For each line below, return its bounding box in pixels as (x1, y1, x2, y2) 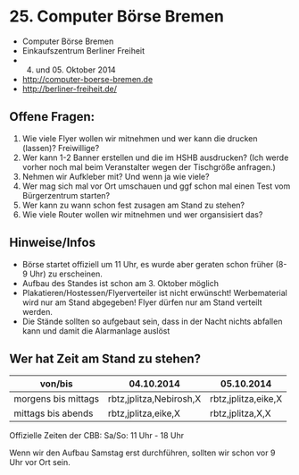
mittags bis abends (13, 407, 94, 420)
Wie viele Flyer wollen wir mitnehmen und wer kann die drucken (21, 132, 258, 144)
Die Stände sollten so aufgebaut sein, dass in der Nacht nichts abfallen (21, 316, 283, 327)
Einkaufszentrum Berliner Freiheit (21, 45, 145, 55)
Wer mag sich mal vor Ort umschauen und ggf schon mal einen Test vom (21, 181, 291, 191)
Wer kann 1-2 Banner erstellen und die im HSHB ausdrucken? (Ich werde (21, 152, 289, 163)
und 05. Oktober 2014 (35, 64, 116, 75)
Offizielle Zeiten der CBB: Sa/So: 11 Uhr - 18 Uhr (9, 430, 185, 441)
